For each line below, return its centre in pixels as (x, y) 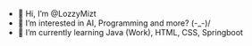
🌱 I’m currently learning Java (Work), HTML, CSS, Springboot (130, 32)
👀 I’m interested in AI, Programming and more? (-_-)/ (114, 23)
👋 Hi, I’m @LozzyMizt (57, 14)
